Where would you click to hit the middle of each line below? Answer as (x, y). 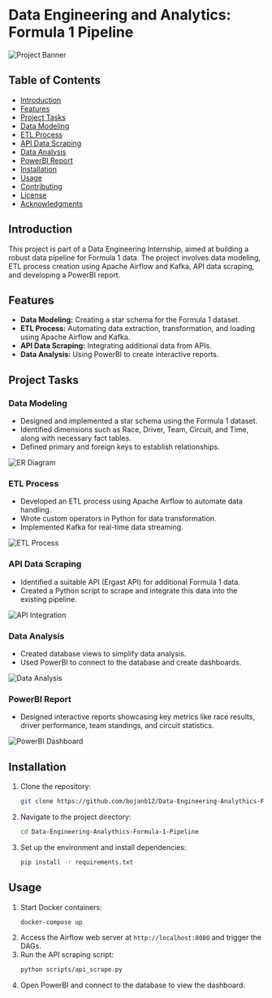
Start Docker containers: (61, 907)
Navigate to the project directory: (76, 817)
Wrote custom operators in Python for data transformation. (118, 519)
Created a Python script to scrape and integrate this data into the (129, 591)
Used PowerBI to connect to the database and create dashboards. (131, 662)
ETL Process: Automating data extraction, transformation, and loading (138, 329)
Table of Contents (55, 80)
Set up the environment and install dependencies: (103, 847)
